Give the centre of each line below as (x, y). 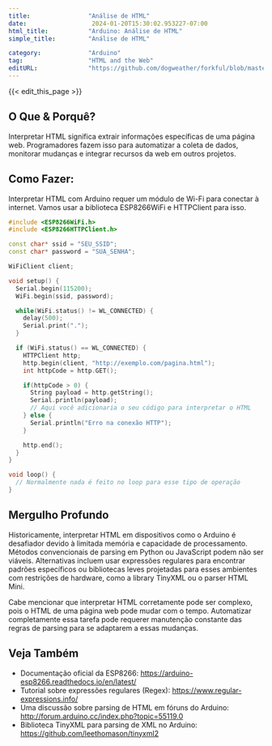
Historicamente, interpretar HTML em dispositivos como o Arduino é (122, 534)
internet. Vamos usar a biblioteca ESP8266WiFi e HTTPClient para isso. (127, 207)
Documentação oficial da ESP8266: (79, 673)
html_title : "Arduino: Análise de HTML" (96, 31)
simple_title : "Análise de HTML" (79, 39)
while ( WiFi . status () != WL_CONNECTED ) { (85, 311)
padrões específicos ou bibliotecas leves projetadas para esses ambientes (133, 569)
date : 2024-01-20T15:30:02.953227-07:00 (108, 24)
